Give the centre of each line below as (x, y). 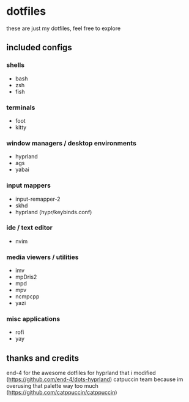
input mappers (28, 185)
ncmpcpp (27, 296)
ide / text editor (30, 228)
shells (16, 65)
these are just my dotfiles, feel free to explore (64, 28)
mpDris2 (26, 277)
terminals (21, 107)
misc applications (33, 319)
